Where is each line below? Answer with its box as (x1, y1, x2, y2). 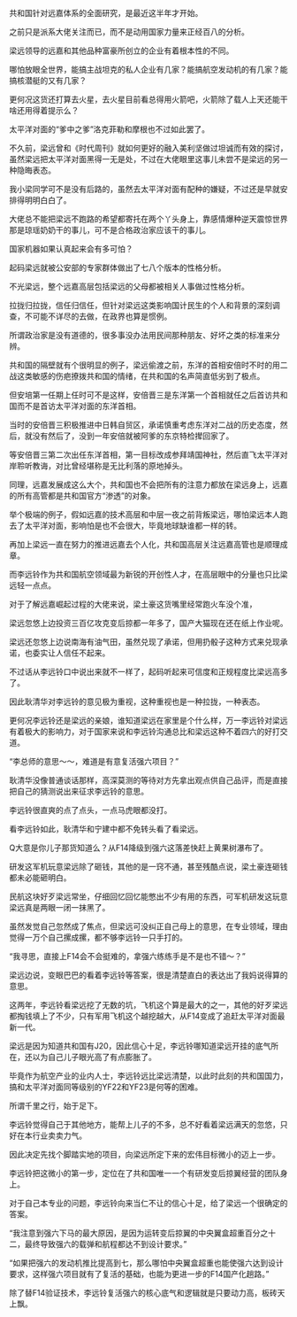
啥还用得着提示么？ (9, 105, 80, 115)
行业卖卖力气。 (32, 1130, 87, 1141)
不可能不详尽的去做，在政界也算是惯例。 (24, 311, 172, 322)
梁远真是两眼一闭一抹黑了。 (9, 903, 110, 912)
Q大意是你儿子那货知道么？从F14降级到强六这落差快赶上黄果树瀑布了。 (9, 842, 268, 853)
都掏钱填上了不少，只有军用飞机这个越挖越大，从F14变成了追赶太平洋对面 (9, 1011, 278, 1021)
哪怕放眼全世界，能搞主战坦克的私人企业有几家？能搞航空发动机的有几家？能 (9, 65, 288, 74)
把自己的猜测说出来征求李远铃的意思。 (9, 786, 148, 796)
